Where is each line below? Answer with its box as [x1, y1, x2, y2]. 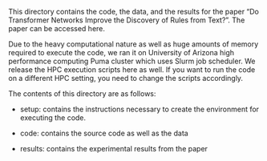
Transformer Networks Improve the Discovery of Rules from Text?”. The [8, 15, 245, 25]
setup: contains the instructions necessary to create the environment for [19, 104, 259, 114]
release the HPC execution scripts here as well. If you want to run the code [8, 65, 256, 74]
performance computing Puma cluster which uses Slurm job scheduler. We [8, 56, 256, 66]
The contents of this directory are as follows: [8, 89, 156, 99]
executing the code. [19, 113, 87, 123]
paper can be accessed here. [8, 24, 106, 33]
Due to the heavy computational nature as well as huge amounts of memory [8, 39, 259, 49]
